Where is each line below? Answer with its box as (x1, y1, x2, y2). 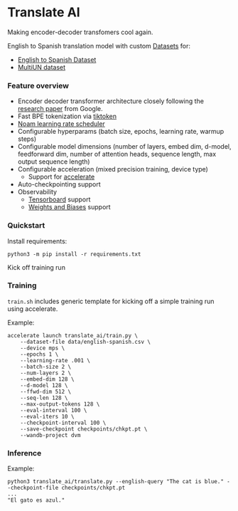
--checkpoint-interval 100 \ (20, 419, 107, 426)
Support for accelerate (28, 172, 95, 181)
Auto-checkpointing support (17, 180, 101, 189)
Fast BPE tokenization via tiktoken (17, 112, 117, 121)
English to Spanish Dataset (17, 55, 97, 64)
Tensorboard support (28, 195, 91, 204)
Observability (17, 188, 58, 196)
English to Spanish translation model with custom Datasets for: (7, 41, 190, 50)
